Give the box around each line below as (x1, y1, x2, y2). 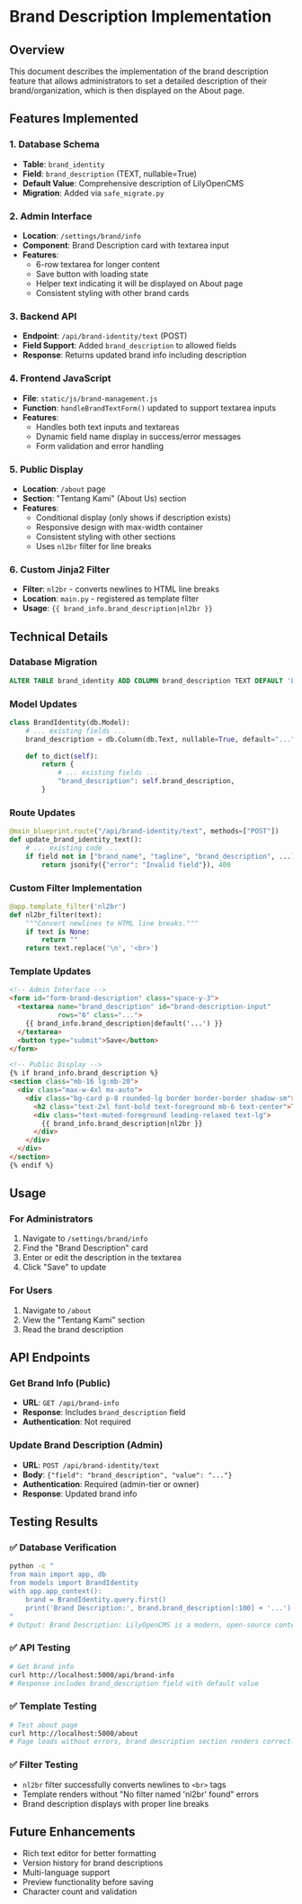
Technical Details (9, 628, 109, 645)
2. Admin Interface (9, 210, 93, 222)
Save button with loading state (35, 268, 149, 279)
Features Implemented (9, 111, 139, 127)
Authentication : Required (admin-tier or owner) (22, 1478, 200, 1489)
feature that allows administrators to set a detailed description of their (9, 76, 268, 86)
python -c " (9, 1562, 54, 1571)
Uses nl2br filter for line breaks (35, 540, 152, 551)
